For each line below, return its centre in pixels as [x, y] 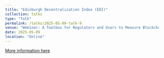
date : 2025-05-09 [23, 32]
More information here [28, 50]
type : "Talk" [18, 19]
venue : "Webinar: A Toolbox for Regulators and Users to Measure [73, 28]
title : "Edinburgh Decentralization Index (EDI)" [57, 10]
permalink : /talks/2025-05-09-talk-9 [43, 23]
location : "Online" [25, 37]
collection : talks [24, 14]
